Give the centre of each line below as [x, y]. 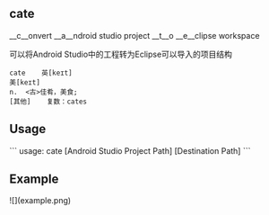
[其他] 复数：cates [48, 102]
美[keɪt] [25, 82]
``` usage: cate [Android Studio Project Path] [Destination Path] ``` [130, 150]
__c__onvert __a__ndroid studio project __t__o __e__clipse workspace [134, 35]
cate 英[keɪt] [41, 73]
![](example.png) [40, 201]
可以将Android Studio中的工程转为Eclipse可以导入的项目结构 [121, 54]
